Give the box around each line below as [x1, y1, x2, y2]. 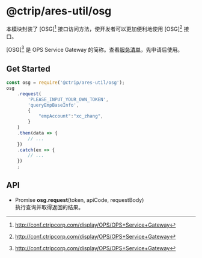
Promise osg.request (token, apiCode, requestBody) [14, 196, 144, 203]
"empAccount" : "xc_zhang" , [38, 113, 103, 119]
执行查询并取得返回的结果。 [14, 203, 84, 210]
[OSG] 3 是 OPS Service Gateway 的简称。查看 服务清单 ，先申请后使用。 [6, 45, 183, 53]
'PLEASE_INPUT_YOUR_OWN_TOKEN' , [28, 96, 109, 102]
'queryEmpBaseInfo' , [28, 102, 79, 108]
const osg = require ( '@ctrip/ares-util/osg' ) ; [6, 80, 125, 86]
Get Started [6, 63, 50, 74]
